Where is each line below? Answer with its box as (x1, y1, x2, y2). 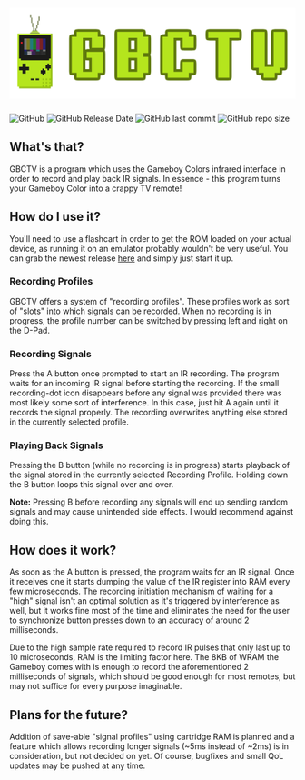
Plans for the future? (9, 707, 129, 723)
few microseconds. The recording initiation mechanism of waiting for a (9, 585, 274, 597)
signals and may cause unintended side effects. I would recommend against (9, 506, 294, 517)
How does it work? (9, 542, 117, 557)
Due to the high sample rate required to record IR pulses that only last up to (9, 642, 290, 653)
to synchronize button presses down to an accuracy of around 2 (9, 615, 250, 625)
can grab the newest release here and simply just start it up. (9, 253, 234, 264)
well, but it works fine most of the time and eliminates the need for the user (9, 605, 290, 616)
